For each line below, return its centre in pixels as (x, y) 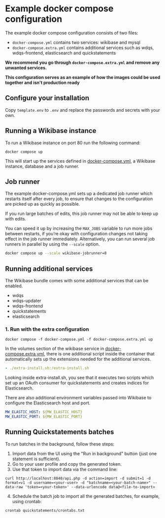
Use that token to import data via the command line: (65, 469)
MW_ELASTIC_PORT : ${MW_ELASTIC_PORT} (44, 417)
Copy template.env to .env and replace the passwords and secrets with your (82, 110)
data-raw (14, 487)
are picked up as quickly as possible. (43, 204)
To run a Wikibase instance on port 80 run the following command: (73, 143)
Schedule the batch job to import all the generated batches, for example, (86, 496)
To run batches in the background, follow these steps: (60, 444)
